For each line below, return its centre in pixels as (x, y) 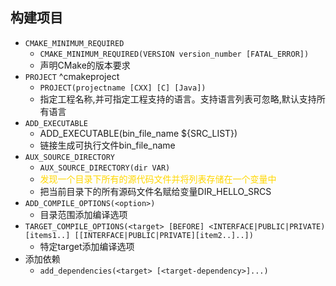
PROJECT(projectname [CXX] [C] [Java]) (123, 88)
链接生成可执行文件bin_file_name (107, 145)
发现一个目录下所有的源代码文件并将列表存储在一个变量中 (158, 179)
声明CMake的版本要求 (85, 65)
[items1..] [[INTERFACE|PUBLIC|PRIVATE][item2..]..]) (139, 235)
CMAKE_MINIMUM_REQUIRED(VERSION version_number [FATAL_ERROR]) (174, 54)
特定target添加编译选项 (87, 246)
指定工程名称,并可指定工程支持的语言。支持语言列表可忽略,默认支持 (178, 99)
